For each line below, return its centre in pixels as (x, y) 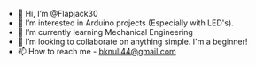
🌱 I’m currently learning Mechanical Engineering (105, 32)
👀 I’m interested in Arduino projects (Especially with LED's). (126, 23)
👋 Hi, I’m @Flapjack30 (58, 14)
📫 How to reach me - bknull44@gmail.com (97, 51)
